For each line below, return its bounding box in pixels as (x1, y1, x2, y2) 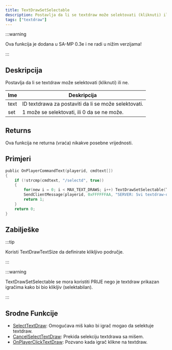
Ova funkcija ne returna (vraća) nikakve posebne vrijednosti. (5, 140, 133, 146)
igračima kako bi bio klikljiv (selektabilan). (5, 284, 93, 290)
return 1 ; (24, 197, 45, 202)
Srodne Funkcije (5, 309, 58, 318)
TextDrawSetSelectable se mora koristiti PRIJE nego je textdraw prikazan (5, 279, 160, 285)
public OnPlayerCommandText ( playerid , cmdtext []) (5, 168, 114, 173)
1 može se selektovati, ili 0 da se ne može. (22, 109, 124, 116)
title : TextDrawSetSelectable (5, 7, 70, 13)
